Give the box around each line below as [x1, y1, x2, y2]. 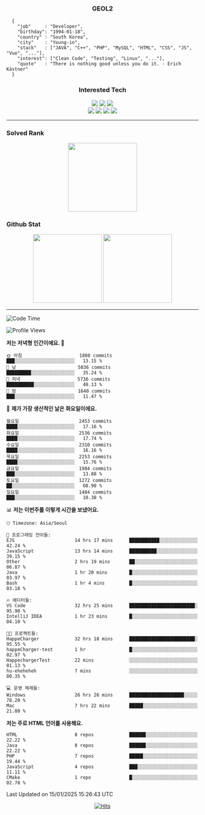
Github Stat [6, 220, 41, 228]
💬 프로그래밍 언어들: [6, 532, 51, 538]
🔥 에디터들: [6, 598, 32, 604]
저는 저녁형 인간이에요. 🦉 [6, 339, 65, 346]
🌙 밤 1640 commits [6, 388, 111, 395]
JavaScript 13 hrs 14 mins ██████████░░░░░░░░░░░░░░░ [6, 548, 198, 554]
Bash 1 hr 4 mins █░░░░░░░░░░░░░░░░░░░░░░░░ [6, 580, 198, 587]
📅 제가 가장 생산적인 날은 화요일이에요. [6, 405, 98, 412]
